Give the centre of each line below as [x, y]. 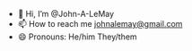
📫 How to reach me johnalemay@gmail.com [100, 24]
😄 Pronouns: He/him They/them [77, 37]
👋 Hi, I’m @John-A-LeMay [66, 14]
